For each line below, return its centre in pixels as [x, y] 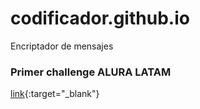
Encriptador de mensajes [62, 46]
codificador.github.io [100, 18]
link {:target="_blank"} [55, 94]
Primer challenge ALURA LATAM [91, 72]
